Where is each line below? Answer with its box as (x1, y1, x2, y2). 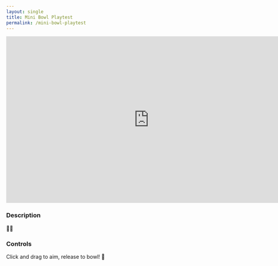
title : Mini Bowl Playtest (6, 14, 73, 20)
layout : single (6, 8, 44, 15)
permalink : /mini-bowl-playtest (6, 20, 86, 26)
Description (6, 211, 41, 220)
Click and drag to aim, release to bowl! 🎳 (6, 253, 105, 260)
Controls (6, 239, 32, 248)
